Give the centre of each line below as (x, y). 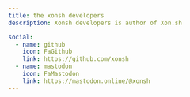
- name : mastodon (44, 67)
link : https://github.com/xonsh (76, 59)
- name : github (40, 44)
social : (21, 37)
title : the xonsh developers (56, 15)
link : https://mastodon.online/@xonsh (86, 81)
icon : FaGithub (47, 52)
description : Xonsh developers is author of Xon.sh (95, 23)
